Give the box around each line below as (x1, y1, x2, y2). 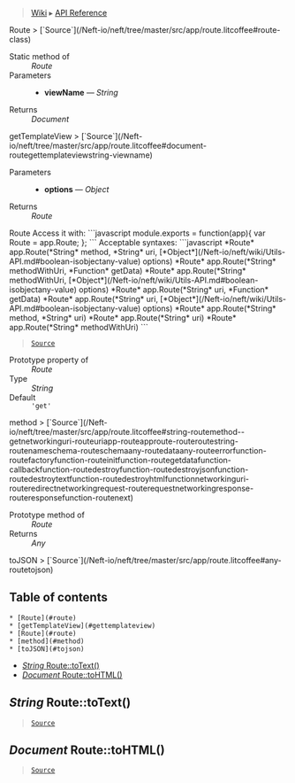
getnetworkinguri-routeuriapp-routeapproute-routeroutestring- (9, 436, 238, 446)
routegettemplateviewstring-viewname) (9, 150, 153, 160)
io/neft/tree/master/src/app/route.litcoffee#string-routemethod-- (9, 427, 246, 437)
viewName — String (43, 88, 119, 97)
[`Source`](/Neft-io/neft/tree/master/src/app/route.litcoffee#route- (39, 25, 281, 35)
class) (9, 35, 32, 44)
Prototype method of (9, 509, 86, 520)
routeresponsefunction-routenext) (9, 492, 134, 503)
